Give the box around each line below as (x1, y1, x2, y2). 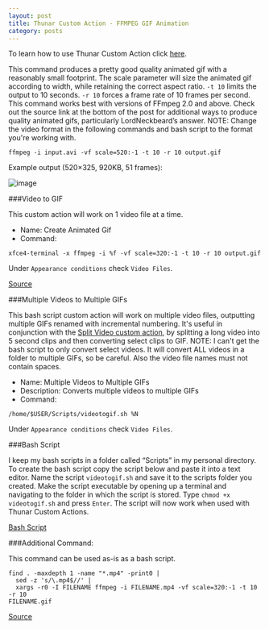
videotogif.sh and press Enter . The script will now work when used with (8, 498, 250, 508)
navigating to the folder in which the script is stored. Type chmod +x (8, 489, 231, 500)
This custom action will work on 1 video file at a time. (8, 210, 184, 219)
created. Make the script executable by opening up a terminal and (8, 481, 227, 491)
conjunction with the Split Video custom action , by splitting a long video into (8, 327, 260, 337)
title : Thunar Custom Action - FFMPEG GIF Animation (8, 19, 189, 27)
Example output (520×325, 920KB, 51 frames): (8, 163, 163, 173)
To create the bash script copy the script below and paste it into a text (8, 464, 241, 474)
